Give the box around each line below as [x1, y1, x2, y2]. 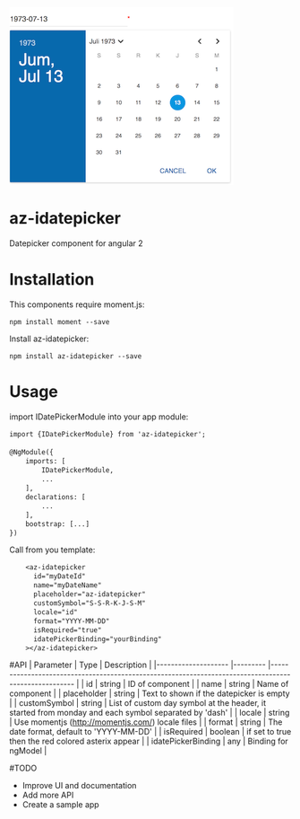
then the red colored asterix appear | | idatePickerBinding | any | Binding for [9, 735, 288, 746]
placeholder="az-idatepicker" [32, 589, 146, 599]
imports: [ [25, 456, 66, 465]
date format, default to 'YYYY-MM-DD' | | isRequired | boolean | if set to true [9, 726, 292, 736]
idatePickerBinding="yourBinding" [32, 634, 163, 644]
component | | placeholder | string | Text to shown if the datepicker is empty [9, 688, 290, 699]
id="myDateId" [32, 571, 87, 581]
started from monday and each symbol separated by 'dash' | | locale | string [9, 707, 290, 718]
